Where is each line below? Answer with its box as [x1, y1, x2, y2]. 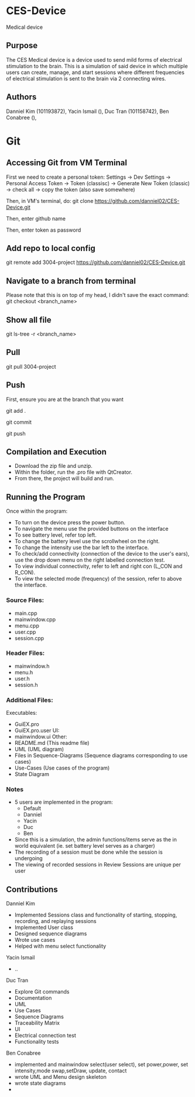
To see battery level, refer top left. [14, 531, 97, 539]
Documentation [14, 995, 52, 1002]
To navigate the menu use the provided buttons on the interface [14, 525, 169, 533]
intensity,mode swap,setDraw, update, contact [14, 1067, 127, 1074]
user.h [14, 675, 30, 682]
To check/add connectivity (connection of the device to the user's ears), [14, 550, 190, 557]
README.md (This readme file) [14, 740, 90, 747]
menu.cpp [14, 622, 39, 629]
